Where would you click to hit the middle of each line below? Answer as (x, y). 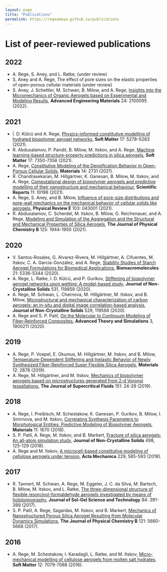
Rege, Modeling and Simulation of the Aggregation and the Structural (83, 219)
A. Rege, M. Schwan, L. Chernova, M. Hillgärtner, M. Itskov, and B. (80, 294)
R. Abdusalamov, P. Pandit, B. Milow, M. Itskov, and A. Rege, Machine (83, 150)
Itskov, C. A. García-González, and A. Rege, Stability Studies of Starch (84, 262)
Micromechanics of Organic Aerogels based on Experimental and (79, 95)
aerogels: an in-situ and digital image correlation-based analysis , (79, 305)
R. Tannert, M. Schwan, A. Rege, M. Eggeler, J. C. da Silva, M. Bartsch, (85, 484)
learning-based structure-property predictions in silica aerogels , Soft (83, 155)
